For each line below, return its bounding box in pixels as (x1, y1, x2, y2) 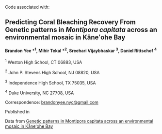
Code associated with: (5, 4, 50, 10)
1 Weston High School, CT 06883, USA (5, 58, 82, 65)
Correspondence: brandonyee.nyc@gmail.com (5, 99, 98, 105)
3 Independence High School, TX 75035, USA (5, 79, 96, 85)
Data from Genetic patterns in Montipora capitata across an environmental (5, 118, 154, 124)
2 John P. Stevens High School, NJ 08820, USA (5, 68, 100, 75)
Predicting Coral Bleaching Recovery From (5, 18, 136, 26)
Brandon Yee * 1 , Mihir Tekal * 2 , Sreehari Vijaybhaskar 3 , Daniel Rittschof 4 (5, 47, 157, 53)
